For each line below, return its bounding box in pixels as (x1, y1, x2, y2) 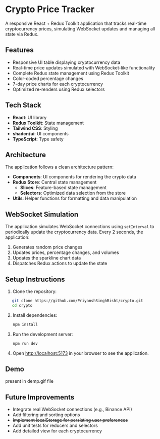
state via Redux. (5, 31, 39, 37)
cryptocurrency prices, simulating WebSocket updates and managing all (5, 25, 155, 31)
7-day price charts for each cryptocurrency (12, 81, 103, 87)
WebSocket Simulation (5, 210, 79, 218)
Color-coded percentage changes (12, 75, 83, 82)
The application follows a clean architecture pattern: (5, 164, 114, 170)
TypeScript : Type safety (12, 136, 64, 142)
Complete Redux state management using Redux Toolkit (12, 70, 130, 76)
